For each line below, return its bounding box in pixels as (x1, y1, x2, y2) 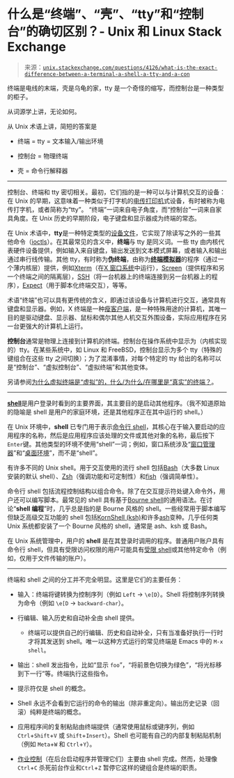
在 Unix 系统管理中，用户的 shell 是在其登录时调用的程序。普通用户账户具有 (7, 536, 224, 545)
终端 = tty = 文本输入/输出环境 (17, 137, 104, 145)
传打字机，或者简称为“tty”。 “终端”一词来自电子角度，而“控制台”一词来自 (7, 205, 216, 213)
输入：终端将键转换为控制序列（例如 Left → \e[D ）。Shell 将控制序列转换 (17, 590, 225, 598)
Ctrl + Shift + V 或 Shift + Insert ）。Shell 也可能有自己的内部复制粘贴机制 (17, 731, 221, 739)
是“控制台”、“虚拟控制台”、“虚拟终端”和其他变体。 (7, 363, 152, 371)
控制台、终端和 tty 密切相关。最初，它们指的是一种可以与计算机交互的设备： (7, 187, 226, 196)
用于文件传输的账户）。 (25, 554, 90, 562)
